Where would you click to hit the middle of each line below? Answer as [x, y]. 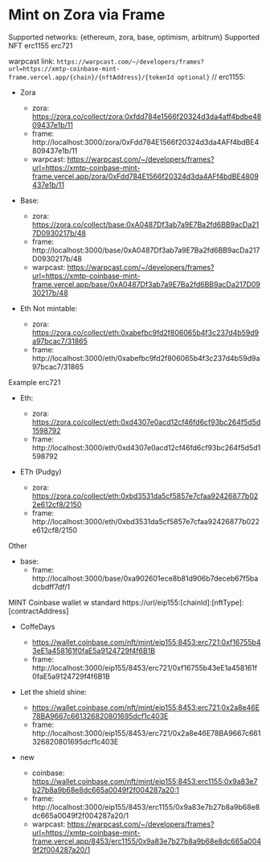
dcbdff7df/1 [51, 587]
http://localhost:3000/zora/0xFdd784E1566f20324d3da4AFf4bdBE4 [145, 142]
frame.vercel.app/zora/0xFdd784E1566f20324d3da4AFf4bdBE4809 [145, 176]
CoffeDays [38, 626]
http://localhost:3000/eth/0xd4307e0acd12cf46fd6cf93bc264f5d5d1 [146, 447]
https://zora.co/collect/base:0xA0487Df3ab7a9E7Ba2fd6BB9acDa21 [145, 224]
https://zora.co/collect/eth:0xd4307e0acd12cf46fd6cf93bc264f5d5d [146, 422]
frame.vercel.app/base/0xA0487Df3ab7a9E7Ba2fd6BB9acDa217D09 [146, 284]
